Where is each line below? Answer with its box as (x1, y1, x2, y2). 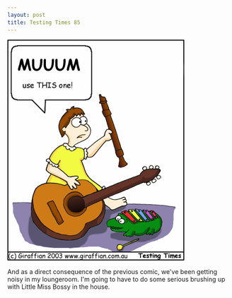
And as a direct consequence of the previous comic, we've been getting (7, 267, 218, 275)
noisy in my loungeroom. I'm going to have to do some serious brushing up (7, 275, 226, 283)
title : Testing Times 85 (7, 18, 81, 26)
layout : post (7, 11, 46, 18)
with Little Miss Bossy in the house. (7, 282, 110, 291)
